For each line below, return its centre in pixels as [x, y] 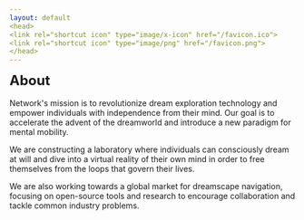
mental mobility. [39, 132]
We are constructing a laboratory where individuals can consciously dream [149, 149]
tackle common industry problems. [74, 206]
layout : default [40, 18]
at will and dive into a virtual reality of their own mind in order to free [137, 159]
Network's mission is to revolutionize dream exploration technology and [143, 103]
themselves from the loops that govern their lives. [102, 169]
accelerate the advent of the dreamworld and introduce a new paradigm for [151, 122]
